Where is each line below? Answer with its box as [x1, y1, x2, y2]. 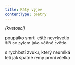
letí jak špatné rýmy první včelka [5, 54, 70, 60]
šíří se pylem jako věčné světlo [5, 40, 67, 45]
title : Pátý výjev [5, 7, 42, 12]
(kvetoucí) [5, 25, 26, 31]
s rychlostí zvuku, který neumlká [5, 49, 71, 55]
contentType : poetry [5, 12, 47, 17]
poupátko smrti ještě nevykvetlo [5, 35, 70, 41]
